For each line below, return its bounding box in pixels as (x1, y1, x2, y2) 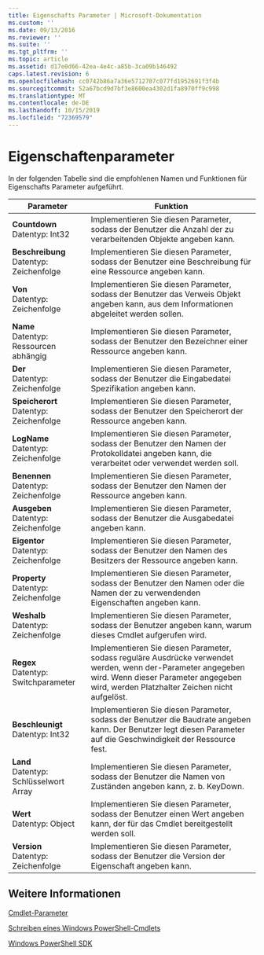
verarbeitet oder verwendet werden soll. (90, 457, 239, 468)
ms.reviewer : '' (8, 33, 61, 42)
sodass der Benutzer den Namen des (90, 545, 228, 556)
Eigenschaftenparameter (8, 148, 175, 166)
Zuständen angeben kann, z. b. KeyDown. (90, 781, 245, 792)
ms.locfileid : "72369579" (8, 114, 93, 122)
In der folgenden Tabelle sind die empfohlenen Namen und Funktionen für (8, 174, 247, 183)
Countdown (12, 219, 57, 230)
